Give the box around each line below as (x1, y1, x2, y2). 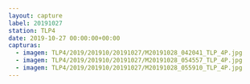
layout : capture (8, 11, 63, 20)
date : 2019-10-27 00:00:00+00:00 (8, 34, 121, 42)
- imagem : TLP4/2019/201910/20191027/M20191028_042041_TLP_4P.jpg (15, 49, 243, 57)
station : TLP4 (8, 26, 56, 34)
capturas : (8, 42, 42, 50)
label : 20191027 (8, 19, 63, 27)
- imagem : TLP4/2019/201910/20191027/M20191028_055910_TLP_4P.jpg (15, 64, 243, 72)
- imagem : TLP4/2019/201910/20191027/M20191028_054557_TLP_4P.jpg (15, 57, 243, 65)
